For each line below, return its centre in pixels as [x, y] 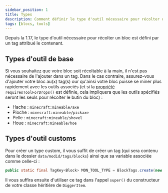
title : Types [19, 14]
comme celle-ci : [22, 161]
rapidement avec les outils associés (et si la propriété [60, 87]
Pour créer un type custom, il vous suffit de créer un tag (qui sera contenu [81, 151]
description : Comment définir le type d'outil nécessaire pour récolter [82, 19]
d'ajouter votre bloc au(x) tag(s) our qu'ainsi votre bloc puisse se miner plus [83, 82]
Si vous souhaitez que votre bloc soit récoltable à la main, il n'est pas [76, 71]
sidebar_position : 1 [27, 10]
